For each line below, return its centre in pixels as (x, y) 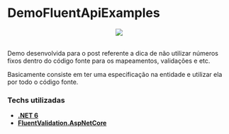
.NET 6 (28, 116)
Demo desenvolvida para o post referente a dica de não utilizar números (113, 53)
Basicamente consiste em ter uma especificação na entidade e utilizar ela (115, 74)
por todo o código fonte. (43, 82)
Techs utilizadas (36, 100)
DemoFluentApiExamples (84, 13)
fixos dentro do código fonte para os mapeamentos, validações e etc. (109, 61)
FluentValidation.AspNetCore (62, 123)
